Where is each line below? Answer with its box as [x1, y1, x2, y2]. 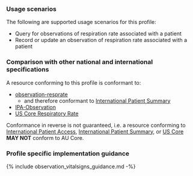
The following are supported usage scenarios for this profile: [6, 19, 156, 26]
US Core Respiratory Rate [14, 110, 79, 117]
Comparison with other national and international [6, 58, 153, 66]
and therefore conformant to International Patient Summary [23, 97, 171, 104]
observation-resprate [14, 91, 68, 98]
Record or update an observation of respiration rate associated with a [14, 37, 188, 44]
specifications [6, 65, 49, 74]
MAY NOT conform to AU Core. [6, 134, 84, 141]
